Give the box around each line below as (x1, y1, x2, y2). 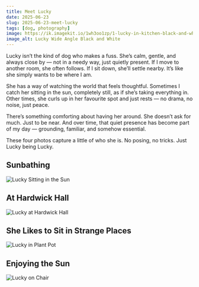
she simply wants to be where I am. (6, 71, 93, 78)
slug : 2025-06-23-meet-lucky (6, 19, 78, 25)
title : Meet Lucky (6, 8, 52, 15)
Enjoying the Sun (6, 258, 70, 269)
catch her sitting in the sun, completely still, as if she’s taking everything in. (6, 89, 190, 96)
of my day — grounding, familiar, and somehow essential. (6, 125, 146, 132)
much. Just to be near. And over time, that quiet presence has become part (6, 119, 190, 126)
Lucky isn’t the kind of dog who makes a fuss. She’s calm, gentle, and (6, 53, 176, 59)
